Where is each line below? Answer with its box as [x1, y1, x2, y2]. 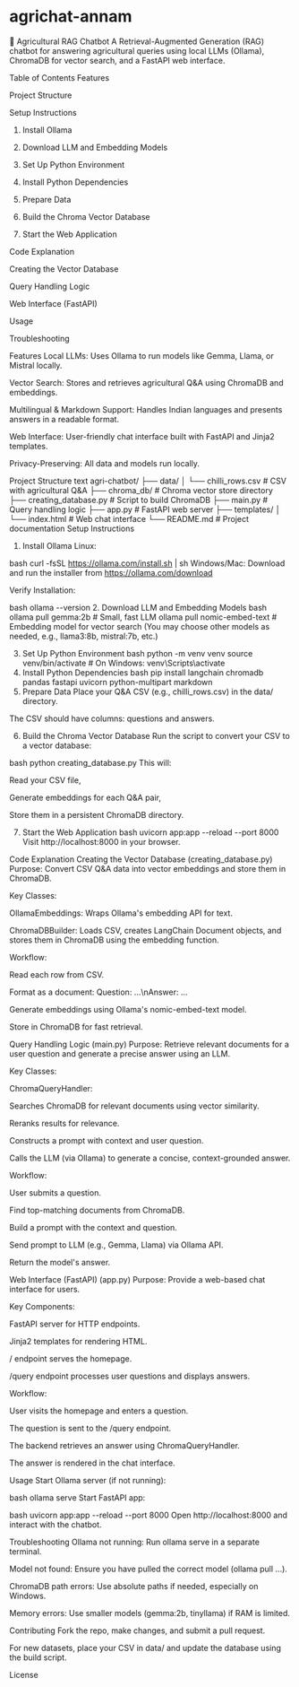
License [9, 1669, 38, 1680]
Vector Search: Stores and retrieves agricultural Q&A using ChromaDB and [9, 377, 284, 387]
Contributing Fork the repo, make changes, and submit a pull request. [9, 1625, 266, 1636]
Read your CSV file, [9, 774, 81, 786]
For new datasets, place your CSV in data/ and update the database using [9, 1642, 282, 1653]
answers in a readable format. [9, 413, 119, 424]
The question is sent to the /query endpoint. [9, 1422, 172, 1433]
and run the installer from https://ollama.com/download [9, 567, 213, 578]
